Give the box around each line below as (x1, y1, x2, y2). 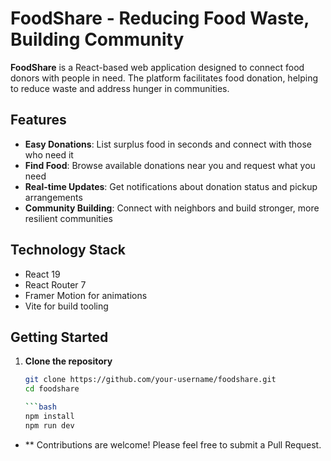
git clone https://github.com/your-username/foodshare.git (24, 375, 277, 385)
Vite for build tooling (24, 300, 109, 312)
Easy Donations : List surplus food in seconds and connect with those (24, 138, 313, 150)
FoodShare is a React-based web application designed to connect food (10, 61, 305, 73)
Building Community (10, 28, 185, 51)
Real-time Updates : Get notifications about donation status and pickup (24, 180, 318, 192)
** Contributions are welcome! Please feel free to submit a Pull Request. (24, 438, 322, 451)
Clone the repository (24, 355, 113, 367)
